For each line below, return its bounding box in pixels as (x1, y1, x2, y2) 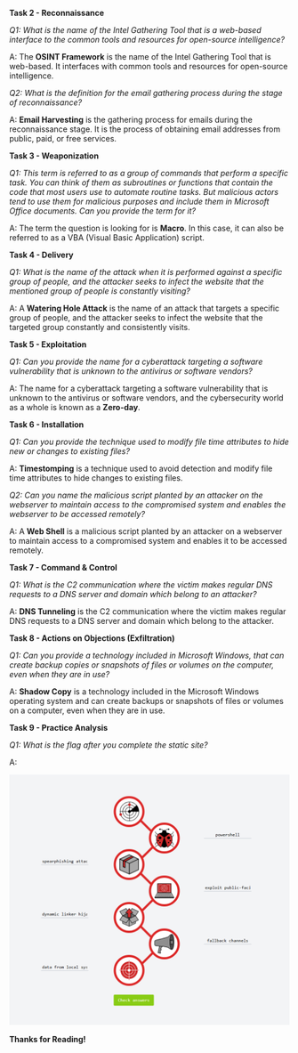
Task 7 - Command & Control (9, 563, 117, 572)
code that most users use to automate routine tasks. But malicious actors (9, 187, 279, 197)
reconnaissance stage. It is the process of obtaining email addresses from (9, 124, 281, 134)
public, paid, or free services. (9, 134, 117, 143)
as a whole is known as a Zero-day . (9, 402, 141, 412)
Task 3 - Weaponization (9, 150, 100, 161)
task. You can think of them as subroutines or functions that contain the (9, 177, 274, 188)
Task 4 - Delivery (9, 249, 74, 260)
